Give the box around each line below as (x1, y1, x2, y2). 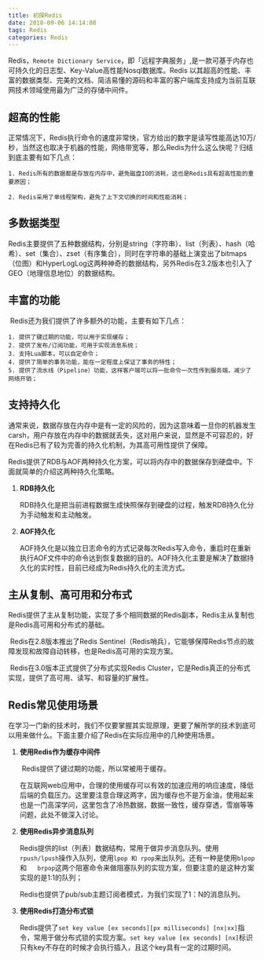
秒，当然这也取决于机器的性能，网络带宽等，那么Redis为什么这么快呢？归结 (8, 143, 254, 152)
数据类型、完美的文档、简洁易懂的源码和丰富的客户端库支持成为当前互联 (21, 75, 256, 85)
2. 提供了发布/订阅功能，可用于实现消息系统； (8, 341, 140, 350)
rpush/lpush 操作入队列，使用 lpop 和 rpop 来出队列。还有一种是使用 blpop (19, 853, 255, 863)
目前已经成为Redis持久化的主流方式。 (68, 562, 190, 572)
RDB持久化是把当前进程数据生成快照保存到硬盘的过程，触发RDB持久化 (19, 500, 247, 509)
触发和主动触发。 (40, 510, 96, 519)
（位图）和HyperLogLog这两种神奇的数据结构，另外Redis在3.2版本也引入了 (8, 258, 253, 268)
